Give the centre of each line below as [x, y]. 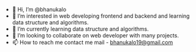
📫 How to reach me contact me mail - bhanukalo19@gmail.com [92, 42]
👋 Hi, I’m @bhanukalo [39, 9]
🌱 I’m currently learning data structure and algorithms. [80, 29]
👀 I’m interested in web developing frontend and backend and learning [101, 16]
